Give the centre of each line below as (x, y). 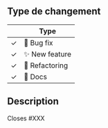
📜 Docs (35, 77)
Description (33, 101)
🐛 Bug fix (38, 42)
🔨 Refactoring (46, 65)
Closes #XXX (26, 118)
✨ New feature (47, 54)
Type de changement (54, 11)
